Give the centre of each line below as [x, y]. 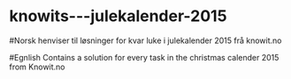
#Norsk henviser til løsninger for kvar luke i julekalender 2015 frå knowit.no [145, 40]
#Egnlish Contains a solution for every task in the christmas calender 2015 [144, 57]
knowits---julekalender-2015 [118, 16]
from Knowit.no [37, 67]
